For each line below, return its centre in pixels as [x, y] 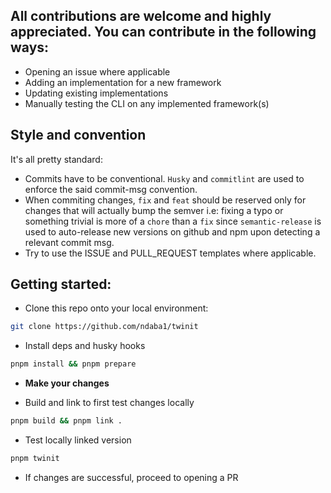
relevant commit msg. [69, 242]
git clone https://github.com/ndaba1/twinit [104, 327]
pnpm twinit [35, 459]
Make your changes [67, 383]
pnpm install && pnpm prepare [73, 364]
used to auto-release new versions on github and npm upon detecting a [172, 231]
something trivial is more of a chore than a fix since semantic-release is [173, 221]
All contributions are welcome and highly [141, 16]
